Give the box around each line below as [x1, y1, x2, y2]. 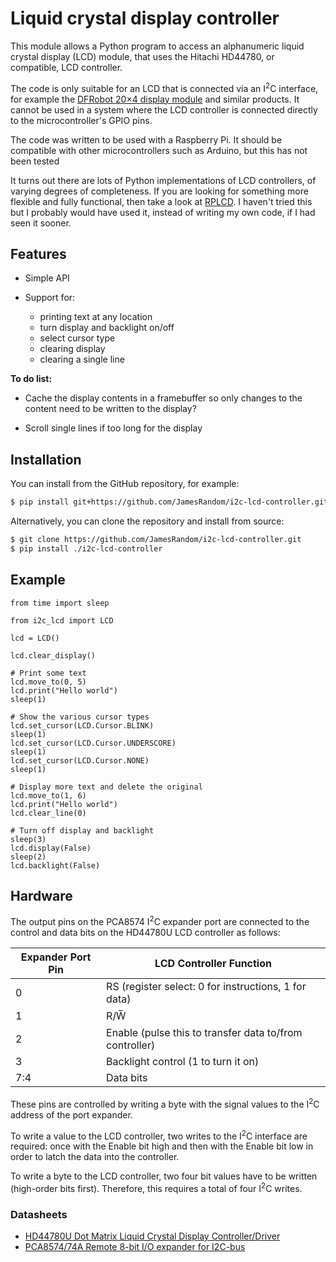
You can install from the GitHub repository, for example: [10, 478, 240, 490]
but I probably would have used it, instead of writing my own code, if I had [10, 206, 316, 218]
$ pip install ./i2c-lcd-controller [10, 543, 163, 554]
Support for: [24, 292, 76, 304]
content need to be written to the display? [24, 403, 197, 415]
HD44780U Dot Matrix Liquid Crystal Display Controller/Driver [24, 1230, 281, 1242]
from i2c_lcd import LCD [10, 615, 114, 626]
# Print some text [10, 668, 87, 678]
